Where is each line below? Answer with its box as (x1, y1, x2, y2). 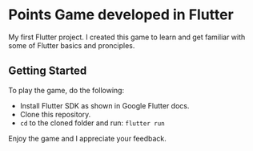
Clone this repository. (19, 109, 91, 119)
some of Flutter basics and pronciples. (8, 40, 135, 50)
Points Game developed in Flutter (8, 6, 234, 24)
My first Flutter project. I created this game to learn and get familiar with (8, 32, 246, 42)
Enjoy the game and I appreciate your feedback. (8, 133, 167, 143)
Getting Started (8, 64, 87, 78)
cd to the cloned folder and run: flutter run (19, 118, 166, 128)
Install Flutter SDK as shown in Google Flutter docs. (19, 100, 190, 110)
